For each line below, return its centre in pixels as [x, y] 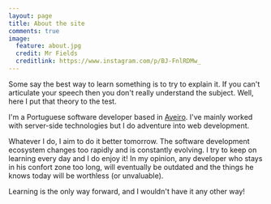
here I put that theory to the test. [62, 101]
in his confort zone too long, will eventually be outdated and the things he [131, 167]
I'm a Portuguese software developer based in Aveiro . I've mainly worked [131, 117]
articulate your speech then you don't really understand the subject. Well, [131, 92]
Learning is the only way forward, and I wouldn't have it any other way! [127, 191]
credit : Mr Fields [47, 53]
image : [19, 38]
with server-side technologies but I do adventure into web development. [129, 125]
